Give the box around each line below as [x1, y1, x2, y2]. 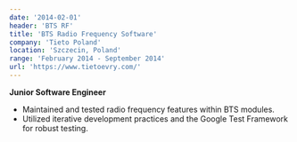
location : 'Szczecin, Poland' [9, 46, 122, 55]
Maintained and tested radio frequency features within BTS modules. [21, 104, 275, 114]
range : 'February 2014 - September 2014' [9, 54, 166, 63]
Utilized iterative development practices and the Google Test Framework [21, 113, 288, 124]
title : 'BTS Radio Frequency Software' [9, 29, 158, 38]
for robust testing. [21, 122, 89, 133]
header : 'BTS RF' [9, 21, 74, 30]
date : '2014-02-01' [9, 12, 82, 22]
